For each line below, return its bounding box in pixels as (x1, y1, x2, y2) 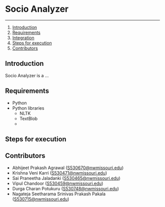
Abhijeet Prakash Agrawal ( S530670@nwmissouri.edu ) (12, 165, 124, 171)
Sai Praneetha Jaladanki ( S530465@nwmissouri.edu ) (12, 175, 121, 181)
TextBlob (19, 116, 38, 121)
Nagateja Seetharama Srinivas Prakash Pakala (12, 191, 106, 197)
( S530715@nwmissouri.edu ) (12, 196, 70, 202)
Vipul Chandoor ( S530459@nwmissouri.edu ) (12, 180, 104, 186)
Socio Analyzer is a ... (5, 72, 49, 78)
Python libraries (12, 105, 45, 111)
